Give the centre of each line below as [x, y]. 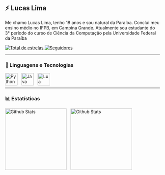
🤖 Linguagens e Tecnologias [39, 65]
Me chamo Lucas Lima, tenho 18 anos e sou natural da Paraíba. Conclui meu [82, 22]
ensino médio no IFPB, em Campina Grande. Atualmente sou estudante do [80, 28]
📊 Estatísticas [23, 99]
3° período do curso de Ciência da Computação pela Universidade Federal [81, 33]
